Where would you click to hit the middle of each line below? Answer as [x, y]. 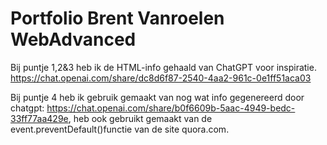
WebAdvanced [73, 39]
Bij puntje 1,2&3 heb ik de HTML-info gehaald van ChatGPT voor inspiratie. [163, 67]
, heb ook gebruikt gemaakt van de [140, 118]
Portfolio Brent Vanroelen [117, 18]
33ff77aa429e [39, 118]
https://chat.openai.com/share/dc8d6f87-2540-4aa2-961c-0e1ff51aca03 [161, 78]
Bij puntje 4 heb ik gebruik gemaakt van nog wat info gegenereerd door [157, 97]
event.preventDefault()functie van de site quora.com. [120, 129]
